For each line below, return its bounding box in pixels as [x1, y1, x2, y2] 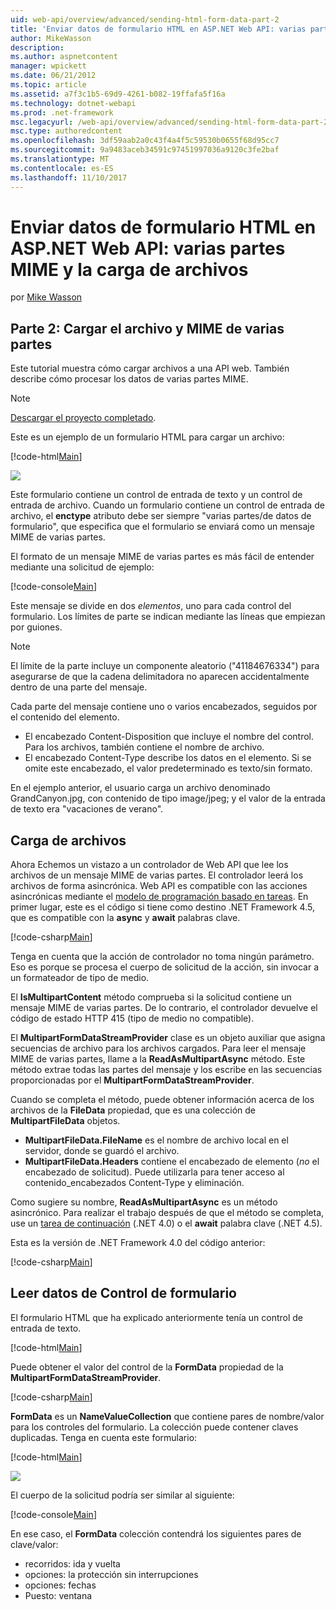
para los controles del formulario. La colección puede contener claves [10, 1421, 299, 1433]
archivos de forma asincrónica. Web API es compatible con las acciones [10, 880, 308, 892]
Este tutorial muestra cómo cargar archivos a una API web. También [10, 362, 290, 375]
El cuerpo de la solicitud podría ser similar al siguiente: [10, 1489, 235, 1501]
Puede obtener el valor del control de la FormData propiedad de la [10, 1361, 284, 1373]
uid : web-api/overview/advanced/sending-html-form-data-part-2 [10, 14, 280, 25]
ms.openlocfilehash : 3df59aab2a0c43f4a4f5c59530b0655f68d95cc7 [10, 136, 280, 146]
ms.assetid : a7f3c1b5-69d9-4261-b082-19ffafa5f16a [10, 89, 226, 99]
